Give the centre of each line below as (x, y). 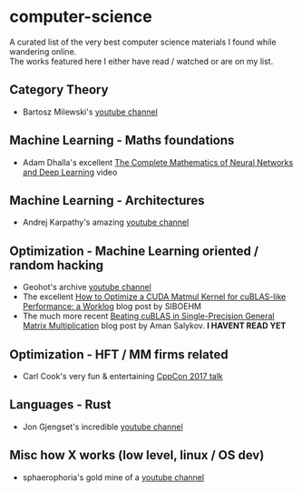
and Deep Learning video (70, 172)
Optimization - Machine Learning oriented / (134, 251)
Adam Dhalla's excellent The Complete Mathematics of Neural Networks (158, 162)
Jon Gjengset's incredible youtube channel (102, 427)
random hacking (57, 265)
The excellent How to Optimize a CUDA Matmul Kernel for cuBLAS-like (154, 296)
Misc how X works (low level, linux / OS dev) (137, 455)
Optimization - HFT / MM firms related (119, 354)
